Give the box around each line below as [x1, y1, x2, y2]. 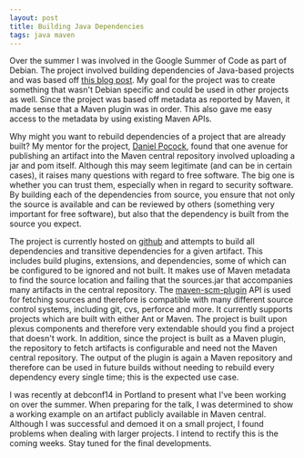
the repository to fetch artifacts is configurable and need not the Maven [9, 343, 278, 354]
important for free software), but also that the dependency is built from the [9, 209, 289, 220]
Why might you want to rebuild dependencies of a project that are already [9, 131, 287, 142]
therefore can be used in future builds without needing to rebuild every [9, 362, 275, 373]
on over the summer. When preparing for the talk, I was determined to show [9, 399, 294, 411]
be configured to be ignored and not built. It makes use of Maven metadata [9, 265, 291, 276]
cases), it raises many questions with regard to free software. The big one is [9, 170, 295, 181]
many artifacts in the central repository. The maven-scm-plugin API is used [9, 285, 291, 296]
